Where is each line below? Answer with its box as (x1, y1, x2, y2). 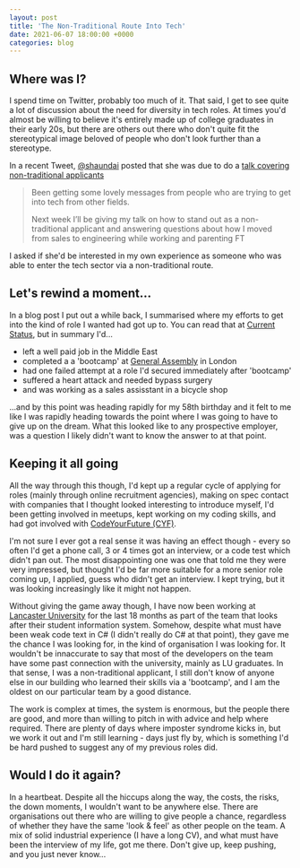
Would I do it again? (9, 768, 122, 783)
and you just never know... (9, 848, 107, 859)
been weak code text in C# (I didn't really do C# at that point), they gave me (9, 629, 289, 639)
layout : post (9, 13, 58, 22)
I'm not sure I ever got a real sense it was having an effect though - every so (9, 535, 291, 546)
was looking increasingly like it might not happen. (9, 583, 192, 594)
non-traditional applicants (9, 169, 105, 180)
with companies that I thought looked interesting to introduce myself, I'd (9, 499, 275, 509)
